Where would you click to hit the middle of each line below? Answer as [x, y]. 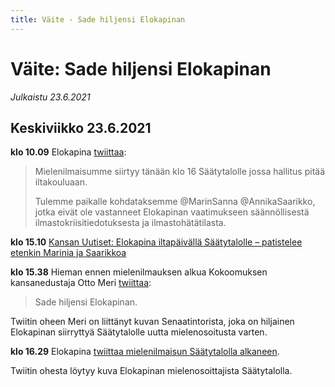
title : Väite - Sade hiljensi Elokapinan [98, 19]
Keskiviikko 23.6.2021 [81, 127]
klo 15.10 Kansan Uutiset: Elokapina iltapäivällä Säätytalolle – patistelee [156, 242]
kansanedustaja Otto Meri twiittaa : [81, 283]
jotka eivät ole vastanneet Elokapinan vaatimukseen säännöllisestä [172, 212]
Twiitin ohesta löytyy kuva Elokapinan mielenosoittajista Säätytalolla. [151, 371]
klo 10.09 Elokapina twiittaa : [68, 152]
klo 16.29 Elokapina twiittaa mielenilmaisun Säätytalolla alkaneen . [145, 352]
